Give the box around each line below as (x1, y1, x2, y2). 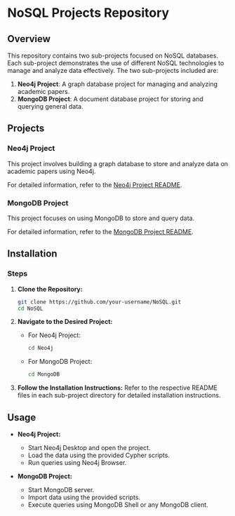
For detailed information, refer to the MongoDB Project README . (7, 227, 194, 236)
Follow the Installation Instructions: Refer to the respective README (17, 383, 218, 392)
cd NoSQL (17, 305, 43, 312)
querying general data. (17, 102, 83, 110)
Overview (7, 33, 51, 45)
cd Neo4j (27, 345, 54, 352)
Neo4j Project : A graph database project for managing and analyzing (17, 80, 217, 88)
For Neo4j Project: (27, 331, 81, 339)
